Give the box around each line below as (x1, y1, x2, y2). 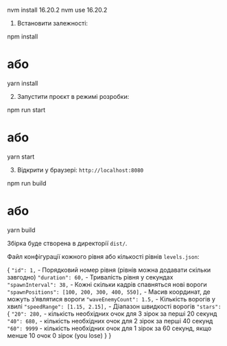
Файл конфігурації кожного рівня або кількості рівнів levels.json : (7, 252, 200, 260)
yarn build (7, 226, 36, 234)
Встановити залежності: (16, 19, 88, 27)
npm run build (7, 178, 47, 187)
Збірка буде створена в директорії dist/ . (7, 239, 128, 247)
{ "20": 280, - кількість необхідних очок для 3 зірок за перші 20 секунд (7, 309, 217, 318)
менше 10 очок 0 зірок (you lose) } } (7, 331, 112, 339)
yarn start (7, 152, 35, 161)
